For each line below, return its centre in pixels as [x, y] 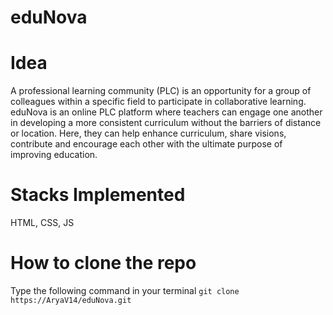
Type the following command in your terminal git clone [125, 290]
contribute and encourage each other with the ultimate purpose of [146, 144]
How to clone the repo [103, 263]
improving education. [54, 155]
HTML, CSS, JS [42, 223]
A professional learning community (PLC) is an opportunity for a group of [161, 91]
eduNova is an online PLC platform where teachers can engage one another [166, 112]
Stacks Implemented [98, 195]
